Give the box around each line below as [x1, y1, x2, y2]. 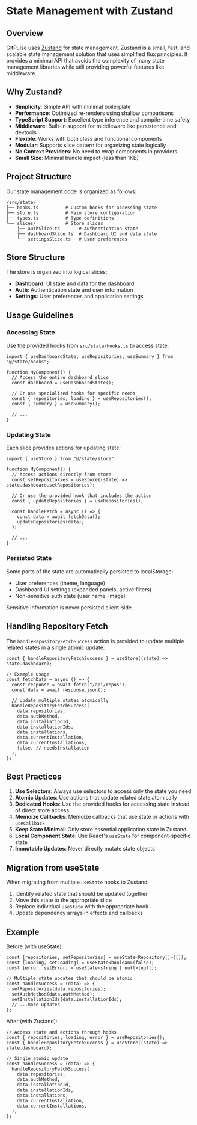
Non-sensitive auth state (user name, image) [14, 592, 126, 599]
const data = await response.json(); [11, 687, 106, 693]
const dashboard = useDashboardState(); [11, 380, 114, 386]
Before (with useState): [6, 943, 64, 950]
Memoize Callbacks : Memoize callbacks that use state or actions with [14, 813, 189, 821]
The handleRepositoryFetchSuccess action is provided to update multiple [6, 637, 185, 644]
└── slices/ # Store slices [6, 220, 103, 226]
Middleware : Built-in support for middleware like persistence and [14, 122, 177, 129]
